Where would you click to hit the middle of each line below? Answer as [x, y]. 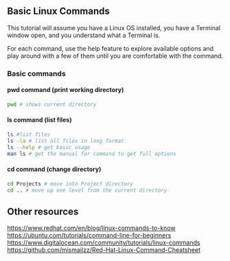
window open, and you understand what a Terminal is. [84, 35]
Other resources [43, 211]
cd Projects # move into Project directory [70, 184]
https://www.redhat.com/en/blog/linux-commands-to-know [91, 228]
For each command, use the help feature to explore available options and [111, 48]
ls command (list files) [39, 120]
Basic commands [37, 73]
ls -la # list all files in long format [66, 141]
